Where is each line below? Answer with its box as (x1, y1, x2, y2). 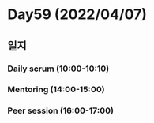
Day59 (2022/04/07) (7, 6, 148, 24)
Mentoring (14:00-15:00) (7, 84, 105, 95)
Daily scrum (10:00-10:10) (7, 63, 110, 74)
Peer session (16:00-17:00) (7, 105, 114, 116)
